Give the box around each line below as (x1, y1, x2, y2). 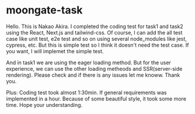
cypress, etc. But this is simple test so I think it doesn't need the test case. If (6, 42, 189, 49)
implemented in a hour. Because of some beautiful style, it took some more (6, 95, 187, 102)
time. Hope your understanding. (6, 101, 83, 108)
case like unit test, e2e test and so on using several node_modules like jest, (6, 35, 187, 42)
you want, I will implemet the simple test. (6, 47, 104, 54)
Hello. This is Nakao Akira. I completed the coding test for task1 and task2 (6, 23, 184, 30)
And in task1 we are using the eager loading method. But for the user (6, 59, 171, 66)
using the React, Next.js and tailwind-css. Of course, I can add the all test (6, 29, 183, 36)
